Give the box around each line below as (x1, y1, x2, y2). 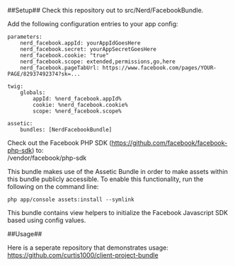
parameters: (7, 33, 42, 40)
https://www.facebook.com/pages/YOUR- (102, 64, 217, 71)
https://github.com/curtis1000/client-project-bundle (7, 251, 159, 259)
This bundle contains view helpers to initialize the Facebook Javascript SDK (7, 209, 229, 216)
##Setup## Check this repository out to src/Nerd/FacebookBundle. (7, 6, 204, 14)
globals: (20, 89, 46, 96)
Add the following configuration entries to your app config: (7, 20, 178, 28)
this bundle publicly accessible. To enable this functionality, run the (7, 175, 204, 183)
